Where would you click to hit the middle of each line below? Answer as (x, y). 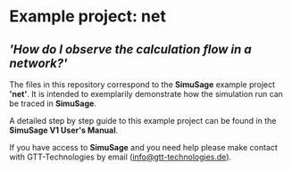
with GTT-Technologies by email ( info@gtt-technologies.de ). (121, 157)
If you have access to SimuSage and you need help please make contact (144, 147)
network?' (38, 63)
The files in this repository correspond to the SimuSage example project (142, 85)
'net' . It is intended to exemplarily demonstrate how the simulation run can (146, 94)
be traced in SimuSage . (53, 103)
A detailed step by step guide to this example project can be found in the (143, 121)
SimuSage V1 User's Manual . (64, 130)
